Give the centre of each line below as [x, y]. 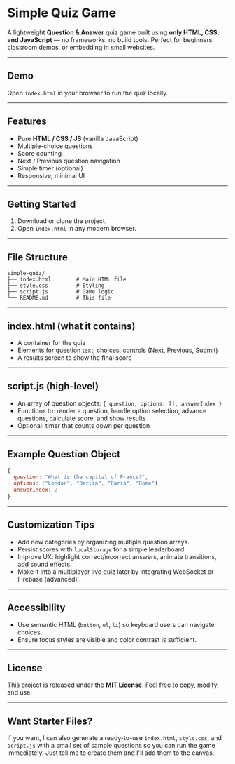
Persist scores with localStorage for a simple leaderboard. [102, 549]
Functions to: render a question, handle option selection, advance [112, 410]
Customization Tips [51, 525]
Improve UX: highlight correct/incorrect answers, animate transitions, [117, 556]
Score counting [40, 153]
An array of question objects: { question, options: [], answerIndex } [120, 403]
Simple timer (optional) [50, 168]
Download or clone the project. [62, 221]
